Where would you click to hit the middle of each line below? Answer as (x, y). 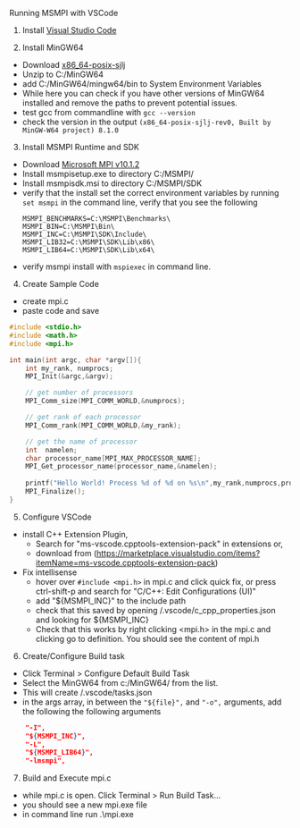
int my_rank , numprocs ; (70, 368)
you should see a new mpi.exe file (84, 805)
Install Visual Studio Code (69, 30)
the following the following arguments (92, 711)
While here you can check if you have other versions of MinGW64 (143, 93)
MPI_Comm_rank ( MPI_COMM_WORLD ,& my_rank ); (103, 425)
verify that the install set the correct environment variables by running (150, 193)
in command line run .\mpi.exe (78, 815)
